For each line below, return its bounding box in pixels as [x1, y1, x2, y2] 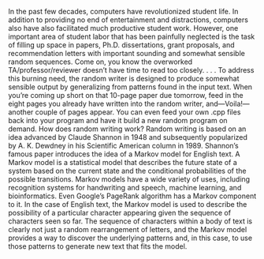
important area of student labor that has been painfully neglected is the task [8, 32, 255, 41]
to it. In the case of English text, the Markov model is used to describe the [8, 200, 247, 208]
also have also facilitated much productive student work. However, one [8, 24, 239, 32]
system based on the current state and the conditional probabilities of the [8, 166, 247, 175]
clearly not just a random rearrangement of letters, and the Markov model [8, 225, 247, 234]
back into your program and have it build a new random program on [8, 116, 228, 125]
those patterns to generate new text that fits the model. [8, 242, 188, 251]
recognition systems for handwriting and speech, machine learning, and [8, 183, 242, 192]
